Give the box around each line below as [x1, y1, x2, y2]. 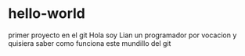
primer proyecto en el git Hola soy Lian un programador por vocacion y [8, 30, 237, 40]
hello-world [8, 5, 86, 23]
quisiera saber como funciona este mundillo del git [8, 38, 171, 47]
